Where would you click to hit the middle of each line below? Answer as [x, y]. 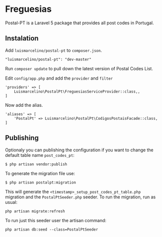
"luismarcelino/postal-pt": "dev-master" [48, 59]
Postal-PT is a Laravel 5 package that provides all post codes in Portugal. [80, 23]
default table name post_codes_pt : [40, 155]
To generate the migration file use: [40, 173]
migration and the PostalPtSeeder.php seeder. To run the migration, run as [81, 197]
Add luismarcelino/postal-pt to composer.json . [54, 50]
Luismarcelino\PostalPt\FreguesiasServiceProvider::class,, [77, 92]
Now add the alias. [24, 105]
